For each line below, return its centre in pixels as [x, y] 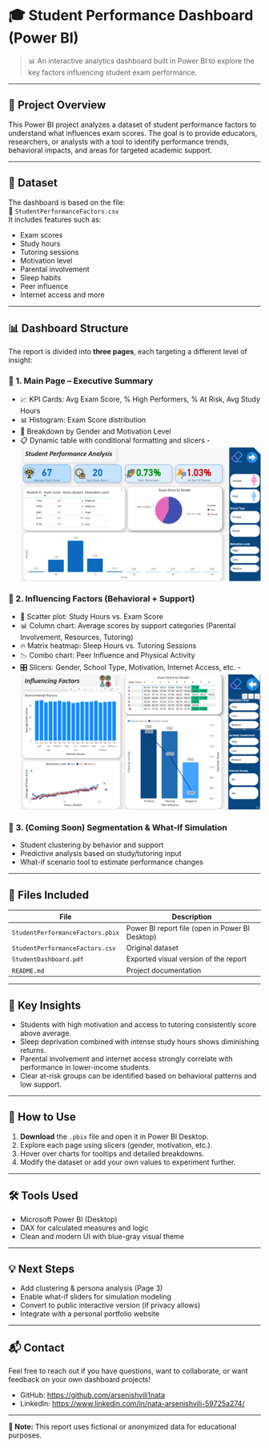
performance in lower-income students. [85, 1067]
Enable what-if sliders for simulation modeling [96, 1297]
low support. [41, 1084]
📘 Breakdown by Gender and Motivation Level [95, 431]
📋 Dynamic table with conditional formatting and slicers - [115, 440]
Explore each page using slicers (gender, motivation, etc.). [116, 1144]
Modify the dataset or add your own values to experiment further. [128, 1162]
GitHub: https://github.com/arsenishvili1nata [92, 1395]
